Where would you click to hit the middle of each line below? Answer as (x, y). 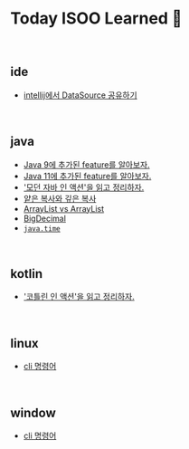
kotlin (27, 274)
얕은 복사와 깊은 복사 (60, 198)
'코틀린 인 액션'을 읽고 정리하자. (79, 297)
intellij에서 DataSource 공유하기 (80, 95)
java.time (42, 229)
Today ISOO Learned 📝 (96, 19)
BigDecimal (45, 218)
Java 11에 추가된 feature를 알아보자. (87, 176)
